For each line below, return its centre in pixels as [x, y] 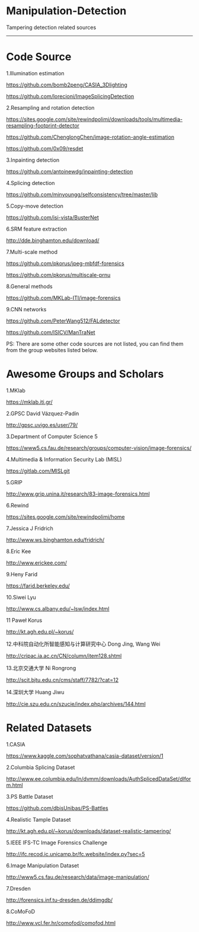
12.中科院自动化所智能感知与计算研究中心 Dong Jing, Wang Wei [84, 644]
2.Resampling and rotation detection [50, 107]
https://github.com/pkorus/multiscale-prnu [58, 275]
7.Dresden [18, 888]
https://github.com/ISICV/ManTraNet [51, 332]
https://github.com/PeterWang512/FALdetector [63, 321]
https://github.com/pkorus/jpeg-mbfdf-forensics [65, 263]
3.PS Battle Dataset [30, 796]
